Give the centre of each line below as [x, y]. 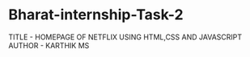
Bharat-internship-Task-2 [96, 15]
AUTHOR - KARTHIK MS [49, 45]
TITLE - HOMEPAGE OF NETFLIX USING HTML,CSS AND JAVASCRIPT [125, 37]
